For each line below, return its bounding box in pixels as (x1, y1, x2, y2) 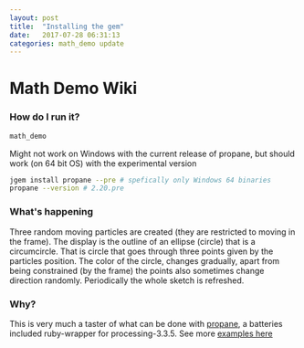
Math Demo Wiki (9, 79, 138, 99)
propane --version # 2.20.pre (9, 184, 125, 193)
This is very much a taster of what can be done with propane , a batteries (9, 318, 283, 329)
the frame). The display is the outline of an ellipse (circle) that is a (9, 236, 256, 247)
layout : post (9, 13, 59, 23)
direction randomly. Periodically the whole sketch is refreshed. (9, 275, 245, 286)
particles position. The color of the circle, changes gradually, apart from (9, 255, 280, 266)
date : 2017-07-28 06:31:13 (9, 30, 121, 39)
